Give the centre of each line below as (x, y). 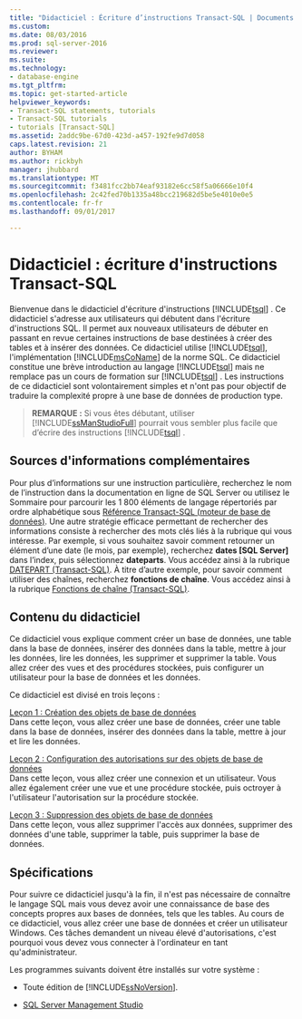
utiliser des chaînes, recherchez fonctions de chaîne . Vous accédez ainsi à (150, 579)
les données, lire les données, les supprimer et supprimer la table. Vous (143, 658)
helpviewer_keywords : (50, 102)
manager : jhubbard (44, 170)
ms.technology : (38, 69)
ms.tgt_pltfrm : (38, 85)
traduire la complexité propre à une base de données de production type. (146, 395)
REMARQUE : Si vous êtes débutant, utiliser (113, 412)
